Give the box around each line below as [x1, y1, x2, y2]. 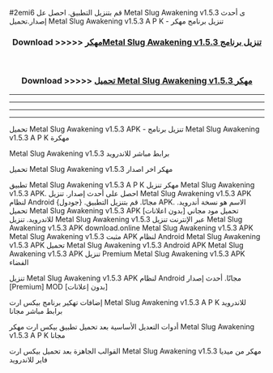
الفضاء [9, 257, 29, 267]
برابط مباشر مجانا [9, 306, 63, 315]
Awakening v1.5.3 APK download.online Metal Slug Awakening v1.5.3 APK [9, 223, 254, 233]
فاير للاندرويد [9, 354, 48, 364]
